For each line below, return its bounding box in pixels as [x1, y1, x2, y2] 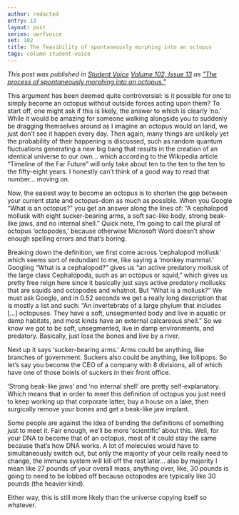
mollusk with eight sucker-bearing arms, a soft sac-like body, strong [7, 211, 208, 220]
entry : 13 [7, 17, 37, 24]
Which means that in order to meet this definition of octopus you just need [7, 389, 226, 398]
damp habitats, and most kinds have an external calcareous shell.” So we [7, 316, 223, 325]
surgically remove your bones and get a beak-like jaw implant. [7, 404, 190, 413]
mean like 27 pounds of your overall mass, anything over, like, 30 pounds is [7, 464, 229, 472]
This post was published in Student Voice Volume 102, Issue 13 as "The [7, 69, 218, 79]
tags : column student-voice [7, 51, 91, 58]
